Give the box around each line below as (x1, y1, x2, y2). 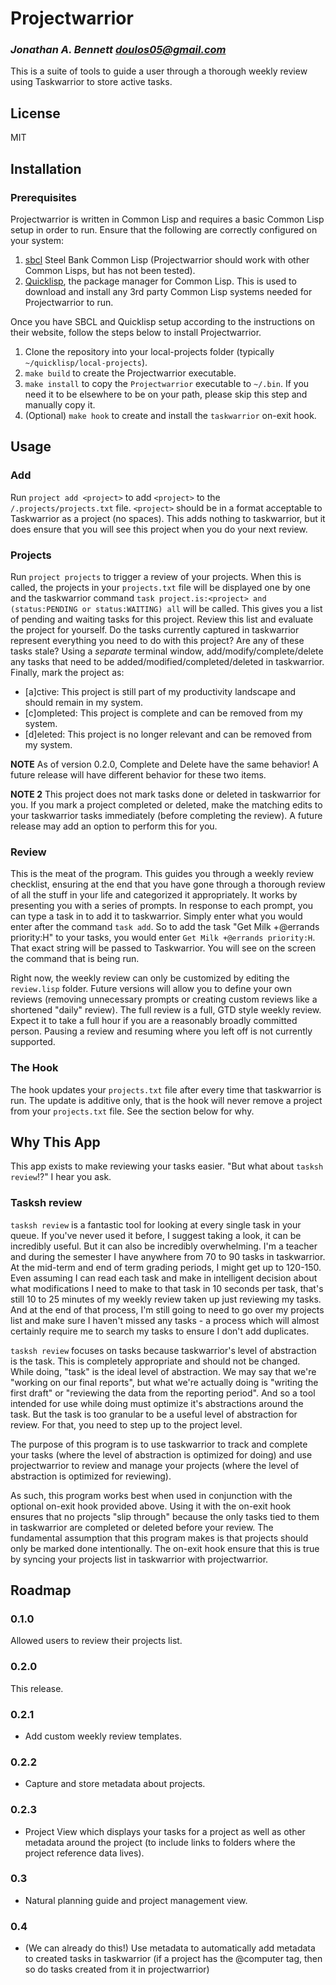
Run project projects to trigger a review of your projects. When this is (10, 570, 302, 582)
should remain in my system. (24, 696, 143, 708)
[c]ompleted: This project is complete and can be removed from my (24, 707, 303, 719)
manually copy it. (24, 398, 96, 411)
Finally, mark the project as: (10, 666, 125, 678)
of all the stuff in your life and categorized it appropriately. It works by (10, 889, 298, 901)
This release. (10, 1682, 64, 1694)
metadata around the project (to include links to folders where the (24, 1836, 296, 1848)
